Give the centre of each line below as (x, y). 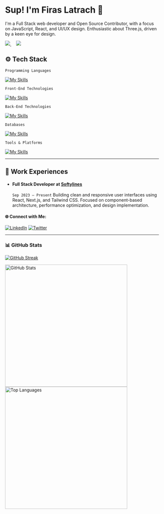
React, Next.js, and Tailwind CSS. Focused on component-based (77, 200)
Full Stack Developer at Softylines (47, 184)
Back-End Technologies (28, 107)
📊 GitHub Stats (24, 245)
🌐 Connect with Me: (26, 216)
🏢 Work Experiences (37, 172)
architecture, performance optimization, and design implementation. (81, 205)
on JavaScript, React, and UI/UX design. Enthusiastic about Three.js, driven (81, 28)
